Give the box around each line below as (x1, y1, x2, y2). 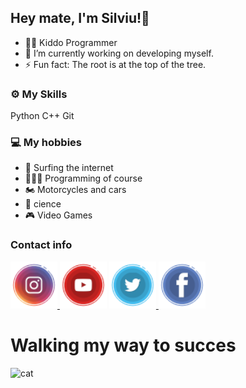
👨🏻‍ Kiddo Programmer (24, 36, 118, 48)
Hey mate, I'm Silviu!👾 (10, 10, 150, 27)
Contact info (10, 238, 73, 252)
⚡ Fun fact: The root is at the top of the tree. (24, 58, 207, 70)
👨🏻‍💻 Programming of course (24, 172, 143, 185)
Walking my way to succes (10, 334, 237, 356)
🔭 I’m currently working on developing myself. (24, 47, 214, 59)
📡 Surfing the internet (24, 162, 114, 174)
